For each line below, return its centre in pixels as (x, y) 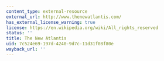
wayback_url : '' (26, 49)
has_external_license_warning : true (51, 22)
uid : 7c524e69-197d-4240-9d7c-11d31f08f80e (60, 44)
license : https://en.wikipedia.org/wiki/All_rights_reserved (82, 28)
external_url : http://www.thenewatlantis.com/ (64, 17)
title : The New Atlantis (36, 38)
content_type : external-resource (47, 11)
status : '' (19, 33)
